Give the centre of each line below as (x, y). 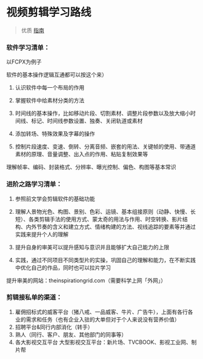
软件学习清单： (28, 47)
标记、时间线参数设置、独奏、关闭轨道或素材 (87, 121)
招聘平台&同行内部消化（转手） (54, 327)
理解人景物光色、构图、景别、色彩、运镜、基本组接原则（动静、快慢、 (103, 211)
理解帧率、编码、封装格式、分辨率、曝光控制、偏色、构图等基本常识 (91, 167)
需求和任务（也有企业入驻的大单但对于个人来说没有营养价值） (103, 319)
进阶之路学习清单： (34, 184)
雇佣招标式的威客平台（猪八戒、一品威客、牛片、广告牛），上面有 (96, 312)
